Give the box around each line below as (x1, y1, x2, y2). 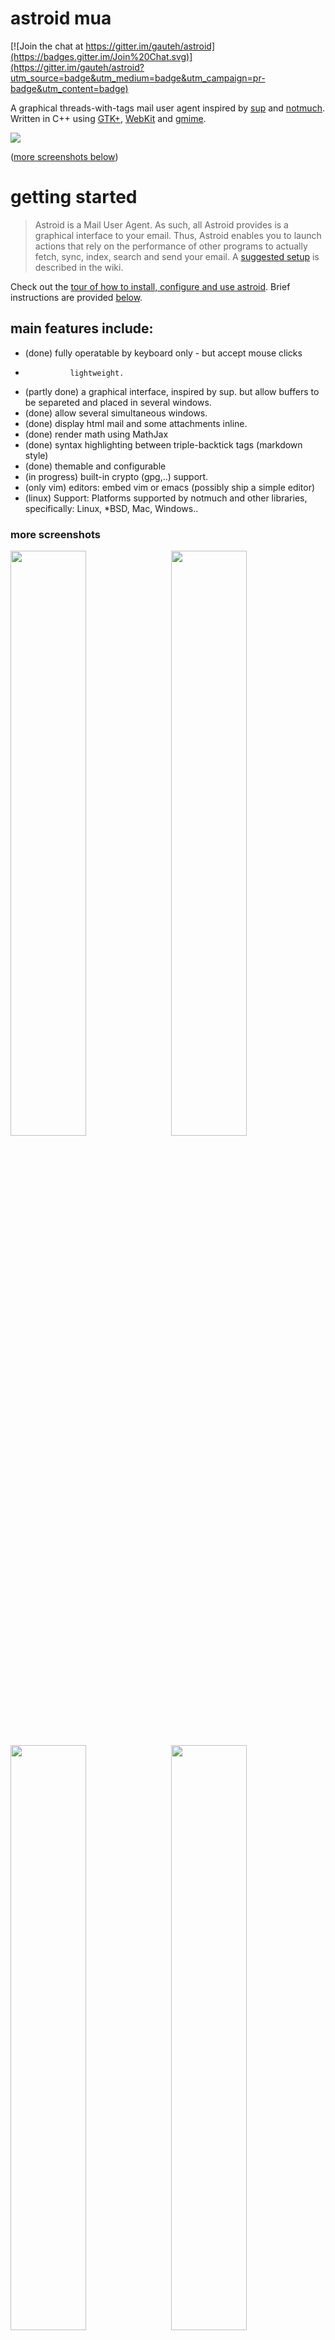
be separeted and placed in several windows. (24, 396, 212, 408)
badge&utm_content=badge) (10, 82, 129, 94)
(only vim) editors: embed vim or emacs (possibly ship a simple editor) (24, 481, 316, 493)
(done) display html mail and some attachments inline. (24, 417, 248, 429)
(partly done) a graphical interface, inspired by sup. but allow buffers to (24, 385, 320, 397)
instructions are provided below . (10, 291, 143, 303)
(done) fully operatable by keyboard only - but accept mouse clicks (24, 347, 303, 359)
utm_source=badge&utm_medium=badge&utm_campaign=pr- (10, 72, 266, 84)
